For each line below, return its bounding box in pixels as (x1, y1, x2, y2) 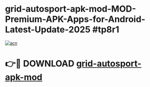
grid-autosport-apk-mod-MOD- (5, 3, 136, 15)
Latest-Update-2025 (5, 24, 91, 35)
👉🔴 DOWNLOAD (5, 58, 75, 69)
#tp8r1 (92, 24, 119, 35)
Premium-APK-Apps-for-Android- (5, 14, 146, 25)
